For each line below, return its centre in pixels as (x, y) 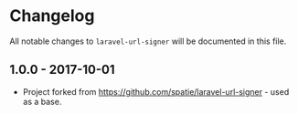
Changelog (52, 16)
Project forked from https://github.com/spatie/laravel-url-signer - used (156, 91)
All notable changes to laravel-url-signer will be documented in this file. (148, 41)
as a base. (42, 101)
